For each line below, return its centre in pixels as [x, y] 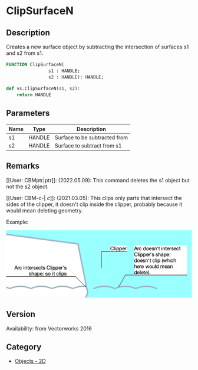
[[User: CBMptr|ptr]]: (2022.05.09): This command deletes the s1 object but [98, 180]
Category [24, 347]
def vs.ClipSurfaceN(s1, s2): [43, 89]
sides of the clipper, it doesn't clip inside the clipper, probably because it [94, 204]
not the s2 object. [27, 186]
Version [21, 314]
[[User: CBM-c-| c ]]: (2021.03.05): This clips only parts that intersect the [94, 198]
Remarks [23, 166]
